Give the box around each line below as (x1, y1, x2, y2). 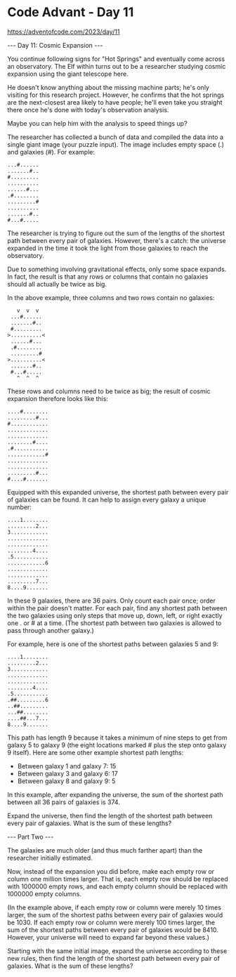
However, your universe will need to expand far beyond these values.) (7, 933, 209, 941)
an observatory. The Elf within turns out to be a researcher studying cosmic (7, 62, 226, 70)
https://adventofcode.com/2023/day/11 (7, 27, 120, 36)
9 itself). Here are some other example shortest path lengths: (7, 748, 184, 756)
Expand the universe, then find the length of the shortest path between (7, 811, 213, 820)
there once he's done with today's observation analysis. (7, 105, 169, 114)
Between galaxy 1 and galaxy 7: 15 (17, 761, 117, 770)
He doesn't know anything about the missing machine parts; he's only (7, 83, 209, 91)
